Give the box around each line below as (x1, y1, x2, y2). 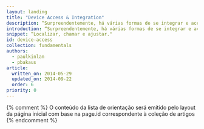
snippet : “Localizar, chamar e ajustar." (6, 31, 113, 37)
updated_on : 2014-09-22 (12, 76, 72, 82)
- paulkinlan (12, 54, 45, 60)
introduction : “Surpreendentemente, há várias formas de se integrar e (6, 25, 191, 32)
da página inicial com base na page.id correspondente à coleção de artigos (6, 110, 195, 118)
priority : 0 (6, 87, 36, 93)
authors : (6, 48, 29, 54)
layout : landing (6, 8, 47, 15)
